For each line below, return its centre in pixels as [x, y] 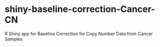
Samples [14, 39]
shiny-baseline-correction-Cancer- [80, 9]
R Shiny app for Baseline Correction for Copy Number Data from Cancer [79, 33]
